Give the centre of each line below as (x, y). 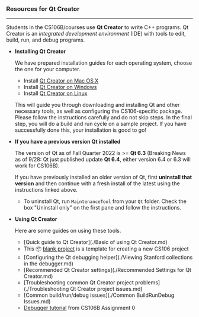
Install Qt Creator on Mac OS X (61, 81)
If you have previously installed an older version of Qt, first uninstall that (103, 177)
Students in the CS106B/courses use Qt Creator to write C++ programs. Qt (97, 27)
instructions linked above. (46, 190)
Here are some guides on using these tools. (68, 231)
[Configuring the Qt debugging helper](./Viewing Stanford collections (108, 258)
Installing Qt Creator (40, 52)
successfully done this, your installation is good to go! (81, 130)
